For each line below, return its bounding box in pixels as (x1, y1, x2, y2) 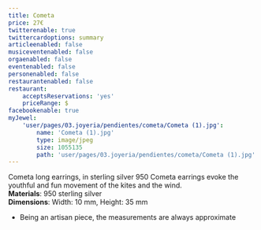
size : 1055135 (36, 143, 83, 151)
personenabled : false (8, 70, 80, 78)
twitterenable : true (8, 26, 76, 34)
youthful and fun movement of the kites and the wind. (8, 180, 183, 190)
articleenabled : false (8, 41, 83, 49)
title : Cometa (8, 11, 55, 20)
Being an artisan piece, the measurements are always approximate (19, 213, 237, 222)
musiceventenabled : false (8, 48, 93, 56)
